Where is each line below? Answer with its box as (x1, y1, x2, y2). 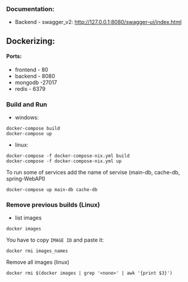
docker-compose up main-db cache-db (6, 187, 98, 193)
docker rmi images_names (6, 248, 68, 254)
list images (14, 214, 42, 221)
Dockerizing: (6, 35, 56, 46)
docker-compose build (6, 126, 60, 132)
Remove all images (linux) (6, 259, 70, 266)
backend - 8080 (14, 72, 56, 79)
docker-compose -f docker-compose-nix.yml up (6, 158, 122, 164)
